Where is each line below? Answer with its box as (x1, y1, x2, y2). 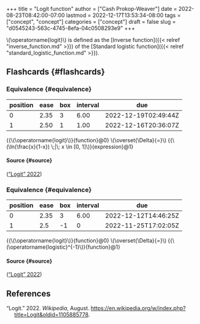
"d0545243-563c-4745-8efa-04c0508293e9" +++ (6, 24, 135, 32)
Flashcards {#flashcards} (6, 67, 105, 77)
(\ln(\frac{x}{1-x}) (6, 143, 50, 150)
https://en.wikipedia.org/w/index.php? (90, 305, 186, 312)
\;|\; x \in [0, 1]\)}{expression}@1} (51, 143, 134, 150)
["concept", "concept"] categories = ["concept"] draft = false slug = (6, 18, 176, 25)
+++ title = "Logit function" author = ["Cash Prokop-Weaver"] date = (6, 5, 178, 12)
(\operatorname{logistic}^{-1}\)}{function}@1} (6, 243, 121, 251)
